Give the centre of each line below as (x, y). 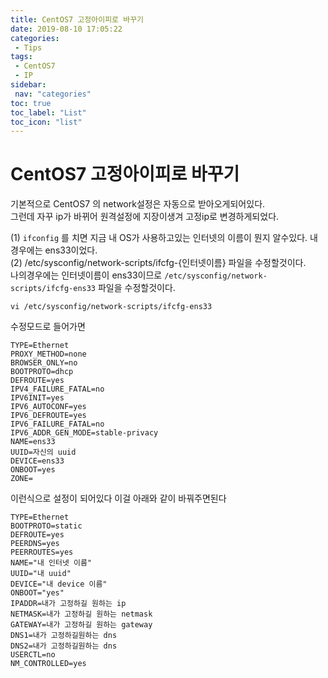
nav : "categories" (53, 94)
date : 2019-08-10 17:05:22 (66, 29)
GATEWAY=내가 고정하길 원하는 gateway (81, 625)
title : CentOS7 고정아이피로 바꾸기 (77, 19)
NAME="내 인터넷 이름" (51, 563)
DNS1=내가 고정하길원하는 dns (64, 636)
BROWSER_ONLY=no (44, 363)
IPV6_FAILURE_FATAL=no (57, 424)
